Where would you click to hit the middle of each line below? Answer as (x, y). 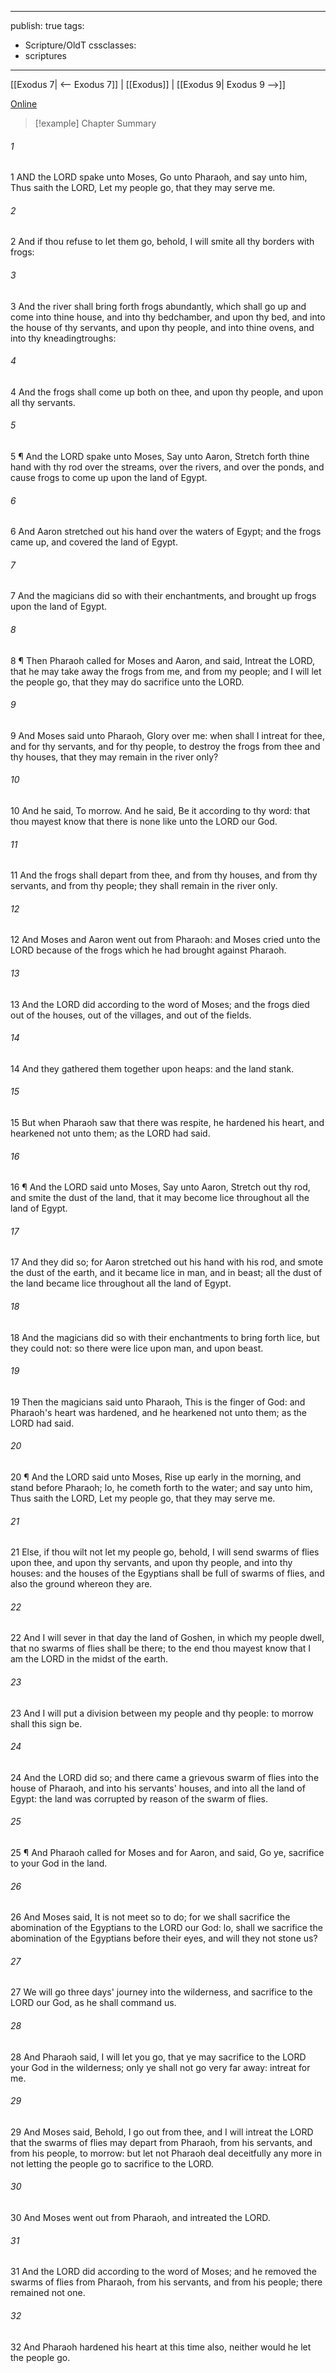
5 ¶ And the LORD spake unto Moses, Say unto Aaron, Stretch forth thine (160, 457)
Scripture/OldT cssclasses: (80, 45)
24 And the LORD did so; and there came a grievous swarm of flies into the (165, 1777)
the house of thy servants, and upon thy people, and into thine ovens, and (162, 327)
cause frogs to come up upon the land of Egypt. (109, 478)
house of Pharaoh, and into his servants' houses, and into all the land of (158, 1788)
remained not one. (48, 2293)
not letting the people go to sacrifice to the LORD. (112, 2163)
